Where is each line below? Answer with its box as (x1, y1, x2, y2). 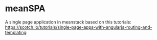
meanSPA (5, 3, 45, 14)
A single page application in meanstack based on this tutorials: (5, 19, 132, 25)
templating (5, 29, 27, 35)
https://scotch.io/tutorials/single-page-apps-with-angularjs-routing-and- (5, 24, 153, 30)
